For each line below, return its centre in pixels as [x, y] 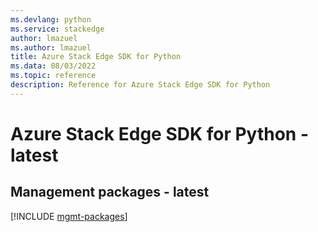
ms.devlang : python [51, 19]
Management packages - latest [110, 192]
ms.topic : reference [53, 76]
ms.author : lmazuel [51, 47]
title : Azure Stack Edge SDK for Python [96, 57]
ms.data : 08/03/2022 [53, 66]
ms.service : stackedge [57, 29]
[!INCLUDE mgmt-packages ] [69, 216]
